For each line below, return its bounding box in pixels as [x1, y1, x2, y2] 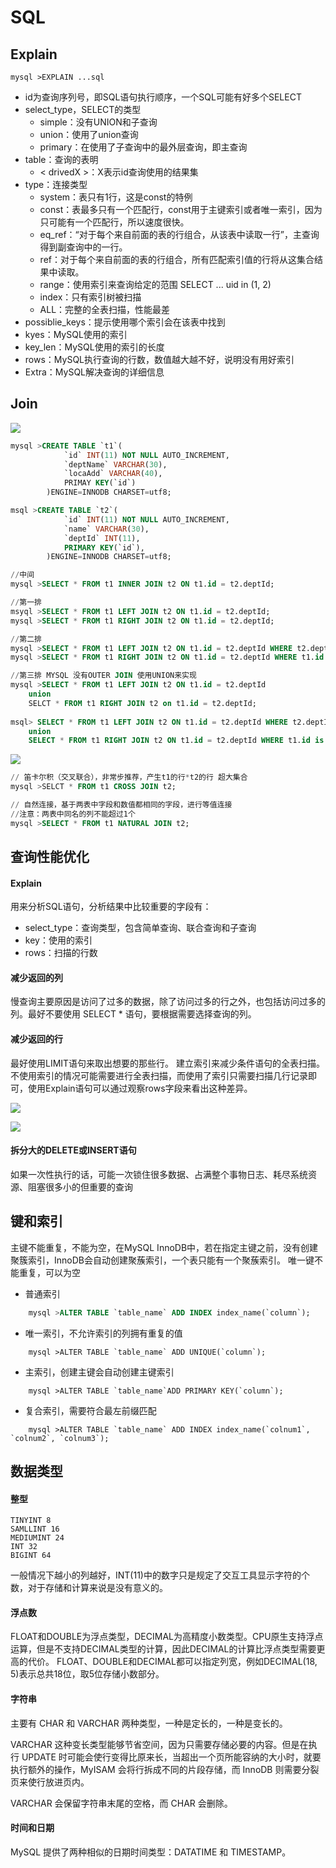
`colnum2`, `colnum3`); [10, 1433, 110, 1443]
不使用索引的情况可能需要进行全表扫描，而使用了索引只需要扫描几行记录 [10, 1069, 308, 1081]
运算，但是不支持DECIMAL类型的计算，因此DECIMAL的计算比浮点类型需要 [10, 1643, 317, 1655]
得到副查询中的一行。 [39, 241, 128, 253]
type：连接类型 [24, 179, 88, 190]
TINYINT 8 [10, 1516, 52, 1526]
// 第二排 [10, 634, 43, 644]
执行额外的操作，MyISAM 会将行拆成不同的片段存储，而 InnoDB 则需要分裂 [10, 1763, 320, 1775]
